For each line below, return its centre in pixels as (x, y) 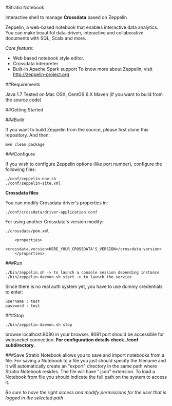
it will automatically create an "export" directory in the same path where (81, 366)
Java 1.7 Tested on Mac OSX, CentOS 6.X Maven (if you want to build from (84, 94)
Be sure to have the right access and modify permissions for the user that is (86, 392)
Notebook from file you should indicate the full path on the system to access (86, 377)
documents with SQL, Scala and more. (46, 38)
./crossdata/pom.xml (27, 231)
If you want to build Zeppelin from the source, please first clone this (77, 130)
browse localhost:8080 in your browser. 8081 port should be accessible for (85, 334)
